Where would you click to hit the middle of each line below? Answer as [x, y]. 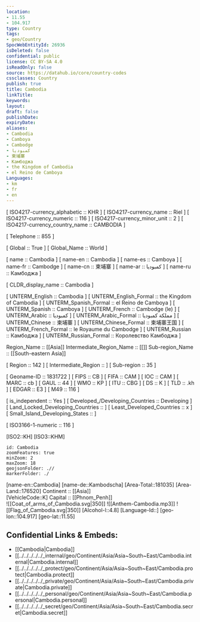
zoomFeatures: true [30, 452]
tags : [13, 34]
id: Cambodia [22, 447]
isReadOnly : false [29, 67]
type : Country [24, 28]
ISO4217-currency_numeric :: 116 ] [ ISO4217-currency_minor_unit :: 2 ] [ [95, 218]
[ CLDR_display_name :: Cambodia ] [50, 285]
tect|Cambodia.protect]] [44, 575]
